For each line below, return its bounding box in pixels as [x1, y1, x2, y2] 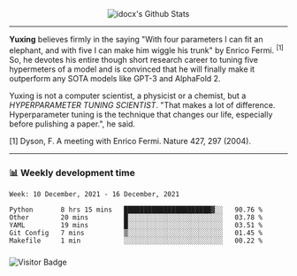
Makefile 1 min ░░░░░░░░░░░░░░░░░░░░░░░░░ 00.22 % [9, 236, 263, 245]
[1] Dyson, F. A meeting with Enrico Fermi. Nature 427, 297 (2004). [9, 135, 252, 146]
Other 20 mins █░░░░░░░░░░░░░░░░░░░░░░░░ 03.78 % [9, 212, 263, 222]
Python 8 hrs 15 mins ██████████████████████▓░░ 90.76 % [9, 205, 263, 214]
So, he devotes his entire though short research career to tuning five [9, 54, 259, 65]
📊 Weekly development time [9, 166, 135, 179]
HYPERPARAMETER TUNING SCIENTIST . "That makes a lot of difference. [9, 99, 276, 110]
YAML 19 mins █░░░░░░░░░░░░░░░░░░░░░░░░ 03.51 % [9, 220, 263, 229]
